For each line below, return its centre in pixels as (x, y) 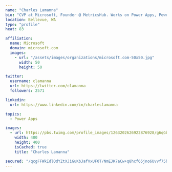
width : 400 (26, 138)
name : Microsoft (27, 43)
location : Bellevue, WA (31, 20)
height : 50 (30, 67)
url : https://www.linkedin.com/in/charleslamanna (64, 105)
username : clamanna (31, 81)
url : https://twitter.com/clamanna (48, 86)
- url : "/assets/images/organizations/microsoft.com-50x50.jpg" (84, 58)
